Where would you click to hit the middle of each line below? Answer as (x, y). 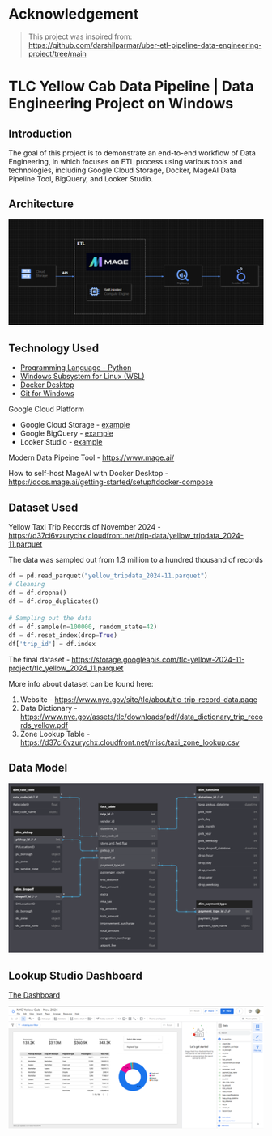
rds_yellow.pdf (44, 725)
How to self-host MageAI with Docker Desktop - (88, 474)
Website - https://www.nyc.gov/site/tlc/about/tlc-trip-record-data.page (138, 699)
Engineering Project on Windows (121, 104)
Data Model (38, 768)
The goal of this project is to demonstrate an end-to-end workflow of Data (132, 153)
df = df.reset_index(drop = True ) (63, 636)
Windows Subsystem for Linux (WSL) (82, 377)
